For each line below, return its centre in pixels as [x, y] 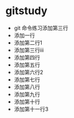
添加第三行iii [29, 50]
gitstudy [26, 11]
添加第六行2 [28, 72]
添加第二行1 [28, 42]
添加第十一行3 [31, 109]
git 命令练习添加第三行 [41, 28]
